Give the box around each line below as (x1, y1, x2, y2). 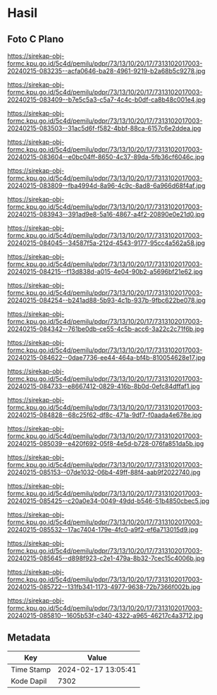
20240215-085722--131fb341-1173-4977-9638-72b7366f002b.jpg (7, 583, 201, 591)
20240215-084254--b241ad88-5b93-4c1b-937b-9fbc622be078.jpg (7, 296, 206, 304)
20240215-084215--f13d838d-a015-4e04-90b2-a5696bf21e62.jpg (7, 267, 203, 276)
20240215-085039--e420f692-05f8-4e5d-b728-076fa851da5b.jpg (7, 440, 204, 447)
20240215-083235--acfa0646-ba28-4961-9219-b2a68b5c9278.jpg (7, 67, 206, 75)
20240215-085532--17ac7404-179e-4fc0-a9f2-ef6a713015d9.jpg (7, 526, 199, 533)
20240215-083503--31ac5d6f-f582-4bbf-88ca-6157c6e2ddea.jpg (7, 124, 201, 132)
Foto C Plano (7, 33, 64, 45)
